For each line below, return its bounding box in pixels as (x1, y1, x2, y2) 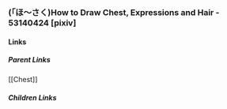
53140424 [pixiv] (8, 17, 77, 28)
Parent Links (8, 55, 51, 65)
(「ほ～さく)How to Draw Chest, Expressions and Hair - (8, 6, 220, 17)
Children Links (8, 93, 57, 103)
